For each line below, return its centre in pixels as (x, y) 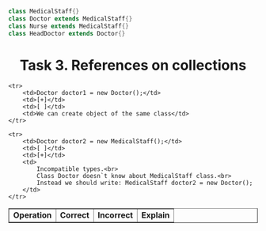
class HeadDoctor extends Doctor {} (67, 33)
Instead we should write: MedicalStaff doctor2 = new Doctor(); (145, 183)
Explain (156, 215)
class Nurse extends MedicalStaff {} (68, 26)
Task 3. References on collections (133, 65)
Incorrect (115, 215)
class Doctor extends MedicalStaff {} (70, 19)
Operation (32, 215)
